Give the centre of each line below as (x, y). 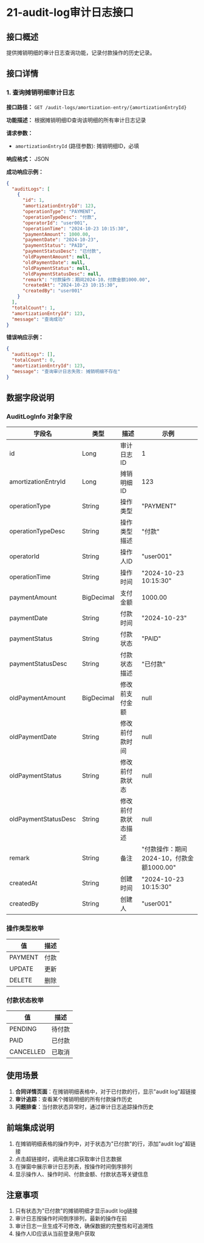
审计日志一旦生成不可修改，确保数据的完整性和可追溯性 (84, 1226)
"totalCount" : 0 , (34, 360)
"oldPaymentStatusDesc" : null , (62, 274)
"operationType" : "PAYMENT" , (59, 212)
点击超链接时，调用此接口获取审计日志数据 (68, 1159)
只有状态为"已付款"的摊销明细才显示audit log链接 (76, 1211)
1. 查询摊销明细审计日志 (40, 93)
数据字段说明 (30, 398)
